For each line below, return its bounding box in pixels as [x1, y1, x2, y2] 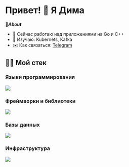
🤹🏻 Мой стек [5, 59, 47, 67]
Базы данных [5, 121, 40, 128]
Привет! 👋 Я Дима [5, 5, 84, 16]
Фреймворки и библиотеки [5, 97, 76, 104]
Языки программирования [5, 74, 75, 81]
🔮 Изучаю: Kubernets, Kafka [12, 36, 72, 42]
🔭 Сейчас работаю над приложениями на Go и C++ [12, 31, 124, 37]
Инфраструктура [5, 145, 51, 152]
